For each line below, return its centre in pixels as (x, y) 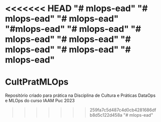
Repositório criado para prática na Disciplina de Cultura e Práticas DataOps (80, 95)
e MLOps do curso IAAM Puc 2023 (40, 101)
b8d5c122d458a (106, 115)
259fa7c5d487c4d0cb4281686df (123, 110)
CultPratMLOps (37, 82)
